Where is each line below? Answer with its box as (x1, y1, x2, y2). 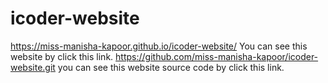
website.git (10, 61, 56, 73)
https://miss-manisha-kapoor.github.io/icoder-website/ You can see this (10, 40, 308, 52)
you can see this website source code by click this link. (57, 61, 285, 73)
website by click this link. (10, 50, 114, 62)
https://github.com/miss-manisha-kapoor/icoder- (115, 50, 319, 62)
